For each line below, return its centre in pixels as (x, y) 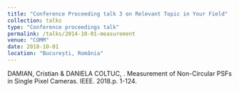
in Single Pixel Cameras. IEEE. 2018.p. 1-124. (72, 81)
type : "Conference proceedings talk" (63, 27)
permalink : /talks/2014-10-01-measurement (71, 34)
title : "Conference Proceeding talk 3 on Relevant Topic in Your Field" (118, 14)
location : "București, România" (55, 54)
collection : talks (35, 21)
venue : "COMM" (29, 40)
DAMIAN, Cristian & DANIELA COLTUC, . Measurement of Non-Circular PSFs (119, 73)
